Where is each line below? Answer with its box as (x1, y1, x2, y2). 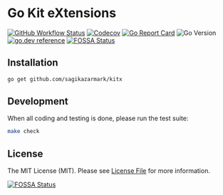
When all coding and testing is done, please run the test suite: (7, 114, 189, 122)
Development (7, 95, 69, 107)
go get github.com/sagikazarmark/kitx (7, 75, 123, 83)
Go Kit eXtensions (7, 5, 116, 21)
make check (7, 128, 40, 135)
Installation (7, 57, 58, 69)
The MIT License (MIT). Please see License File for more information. (7, 167, 210, 175)
